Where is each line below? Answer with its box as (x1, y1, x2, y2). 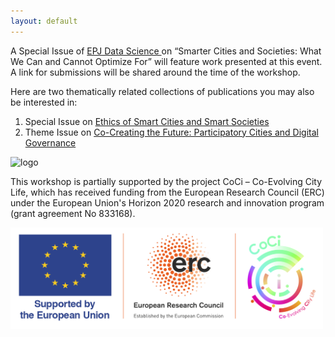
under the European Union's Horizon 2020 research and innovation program (10, 196, 325, 209)
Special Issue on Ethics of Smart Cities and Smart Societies (24, 115, 270, 127)
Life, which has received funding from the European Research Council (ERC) (10, 186, 325, 198)
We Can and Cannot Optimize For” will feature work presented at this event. (10, 55, 323, 67)
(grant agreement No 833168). (10, 207, 136, 219)
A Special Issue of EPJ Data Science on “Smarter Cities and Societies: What (10, 45, 322, 57)
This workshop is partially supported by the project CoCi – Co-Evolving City (10, 175, 323, 187)
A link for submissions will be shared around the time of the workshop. (10, 66, 301, 78)
